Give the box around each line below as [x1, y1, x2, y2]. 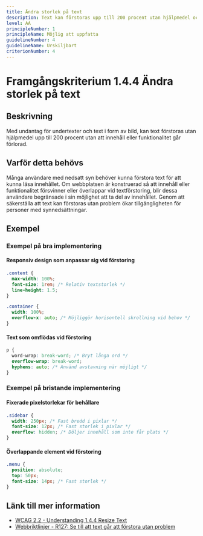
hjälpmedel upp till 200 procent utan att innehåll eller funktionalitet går [6, 134, 181, 141]
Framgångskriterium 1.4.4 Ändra [6, 74, 173, 88]
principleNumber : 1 [6, 25, 56, 32]
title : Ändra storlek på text [6, 8, 83, 15]
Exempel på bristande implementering [6, 384, 121, 392]
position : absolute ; [11, 467, 63, 473]
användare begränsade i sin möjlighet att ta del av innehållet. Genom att [6, 193, 185, 200]
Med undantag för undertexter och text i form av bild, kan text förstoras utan [6, 127, 196, 134]
